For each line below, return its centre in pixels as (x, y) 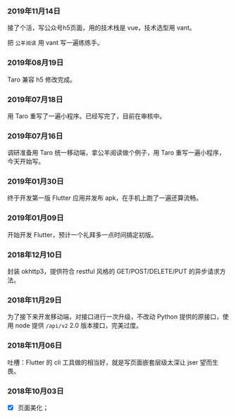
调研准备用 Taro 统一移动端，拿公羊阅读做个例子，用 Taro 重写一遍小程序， (116, 153)
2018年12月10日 (35, 255)
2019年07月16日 (35, 136)
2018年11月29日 (35, 300)
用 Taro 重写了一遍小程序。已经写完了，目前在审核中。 (87, 116)
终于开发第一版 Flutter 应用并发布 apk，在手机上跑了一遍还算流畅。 (105, 198)
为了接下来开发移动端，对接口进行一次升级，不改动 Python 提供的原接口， (115, 317)
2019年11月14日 (34, 11)
